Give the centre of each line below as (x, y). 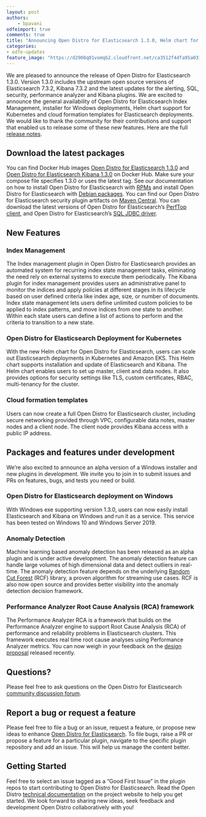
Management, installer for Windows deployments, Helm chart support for (99, 107)
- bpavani (30, 23)
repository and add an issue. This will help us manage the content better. (98, 747)
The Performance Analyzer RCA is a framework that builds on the (89, 620)
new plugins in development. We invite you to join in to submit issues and (99, 474)
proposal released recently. (41, 653)
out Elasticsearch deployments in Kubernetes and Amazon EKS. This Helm (100, 358)
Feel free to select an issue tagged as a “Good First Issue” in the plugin (96, 781)
